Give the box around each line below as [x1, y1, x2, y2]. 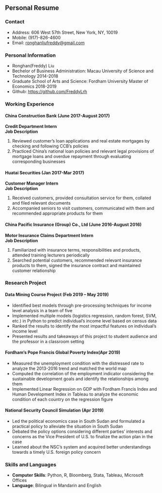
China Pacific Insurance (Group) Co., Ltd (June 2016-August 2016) [5, 222, 142, 227]
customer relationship [12, 268, 56, 273]
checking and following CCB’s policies [12, 143, 89, 149]
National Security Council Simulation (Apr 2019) [5, 407, 104, 413]
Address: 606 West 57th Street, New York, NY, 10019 [12, 29, 118, 35]
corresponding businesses [12, 159, 65, 164]
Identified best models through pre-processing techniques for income [12, 302, 152, 308]
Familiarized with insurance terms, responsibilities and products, [12, 247, 141, 253]
